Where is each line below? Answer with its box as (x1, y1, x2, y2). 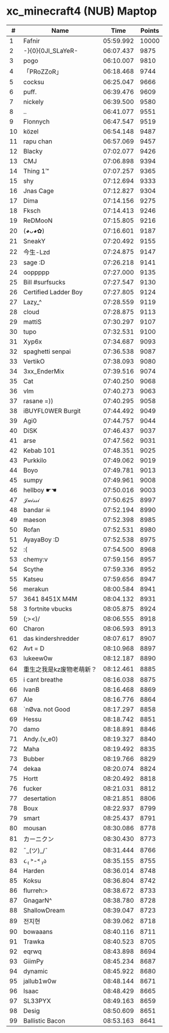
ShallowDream (23, 906, 65, 914)
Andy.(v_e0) (23, 735, 58, 743)
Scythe (23, 565, 44, 573)
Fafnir (23, 37, 41, 45)
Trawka (23, 937, 45, 945)
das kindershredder (23, 634, 80, 643)
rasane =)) (23, 397, 53, 405)
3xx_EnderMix (23, 367, 64, 375)
